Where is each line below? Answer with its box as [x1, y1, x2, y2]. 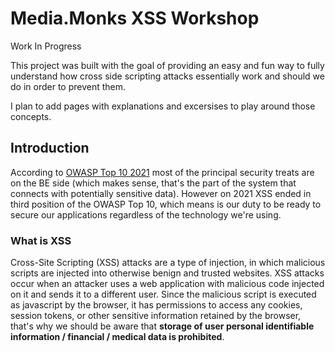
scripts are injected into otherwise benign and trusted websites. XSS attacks [10, 267, 325, 279]
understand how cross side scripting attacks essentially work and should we [10, 70, 325, 82]
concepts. [10, 110, 52, 122]
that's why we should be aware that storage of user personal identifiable [10, 320, 315, 332]
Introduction [10, 140, 90, 157]
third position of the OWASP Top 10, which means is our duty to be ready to [10, 198, 322, 210]
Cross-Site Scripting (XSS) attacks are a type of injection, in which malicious [10, 257, 326, 269]
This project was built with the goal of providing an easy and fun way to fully [10, 59, 325, 71]
